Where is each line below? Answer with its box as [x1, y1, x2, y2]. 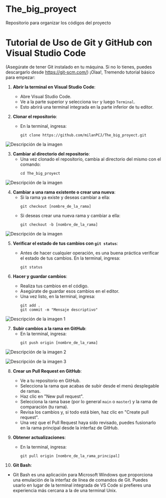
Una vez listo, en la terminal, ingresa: [20, 293, 95, 299]
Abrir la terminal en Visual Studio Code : [12, 84, 96, 90]
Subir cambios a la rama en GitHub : [12, 325, 87, 331]
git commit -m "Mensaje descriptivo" [20, 307, 98, 312]
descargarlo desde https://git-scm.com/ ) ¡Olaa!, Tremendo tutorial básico [5, 69, 155, 75]
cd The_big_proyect [20, 171, 61, 176]
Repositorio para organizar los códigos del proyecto [5, 20, 111, 26]
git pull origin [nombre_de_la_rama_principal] [20, 453, 120, 459]
